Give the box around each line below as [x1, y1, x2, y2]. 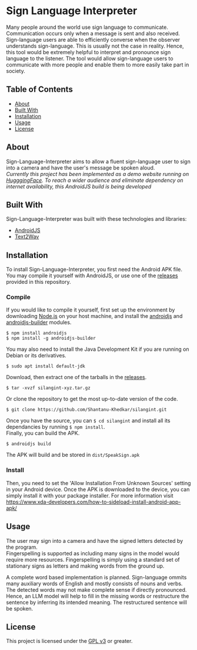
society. [6, 67, 25, 74]
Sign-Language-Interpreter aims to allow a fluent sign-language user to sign [6, 158, 191, 165]
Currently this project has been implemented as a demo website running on [6, 170, 189, 177]
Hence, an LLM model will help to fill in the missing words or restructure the [6, 592, 189, 599]
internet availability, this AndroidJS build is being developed [6, 183, 152, 190]
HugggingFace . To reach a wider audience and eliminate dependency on [6, 177, 183, 184]
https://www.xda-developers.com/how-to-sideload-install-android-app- [6, 498, 181, 505]
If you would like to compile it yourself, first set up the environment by [6, 306, 175, 313]
